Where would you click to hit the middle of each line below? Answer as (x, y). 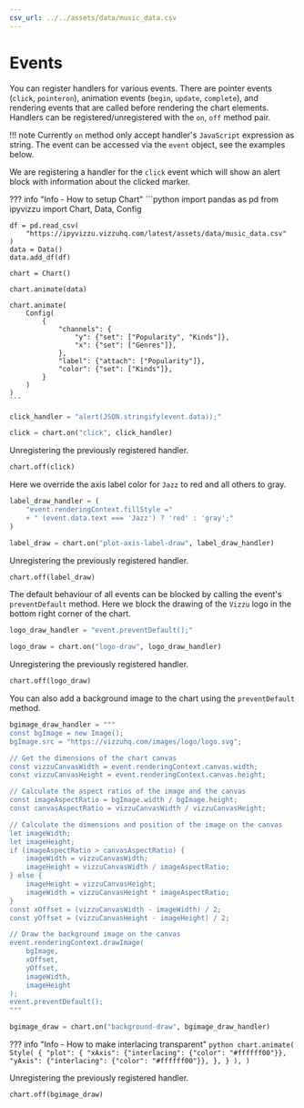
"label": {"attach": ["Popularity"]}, (132, 361)
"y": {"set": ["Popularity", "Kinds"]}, (152, 337)
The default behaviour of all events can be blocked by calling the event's (146, 595)
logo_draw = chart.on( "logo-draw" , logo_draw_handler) (116, 647)
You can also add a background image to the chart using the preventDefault (152, 698)
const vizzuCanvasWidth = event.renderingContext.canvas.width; (134, 767)
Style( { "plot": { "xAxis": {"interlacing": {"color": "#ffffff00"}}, (148, 1053)
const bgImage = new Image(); (67, 733)
